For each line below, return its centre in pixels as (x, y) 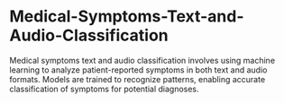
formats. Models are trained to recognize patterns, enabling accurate (137, 79)
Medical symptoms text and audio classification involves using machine (142, 60)
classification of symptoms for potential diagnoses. (105, 89)
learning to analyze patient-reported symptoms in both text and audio (138, 70)
